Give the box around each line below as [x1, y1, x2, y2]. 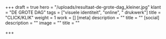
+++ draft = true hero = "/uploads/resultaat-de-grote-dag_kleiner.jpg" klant [5, 4, 161, 10]
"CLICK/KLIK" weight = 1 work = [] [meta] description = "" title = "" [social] [5, 15, 159, 20]
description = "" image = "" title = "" [5, 20, 80, 26]
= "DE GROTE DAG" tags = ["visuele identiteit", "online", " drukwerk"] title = [5, 9, 161, 15]
